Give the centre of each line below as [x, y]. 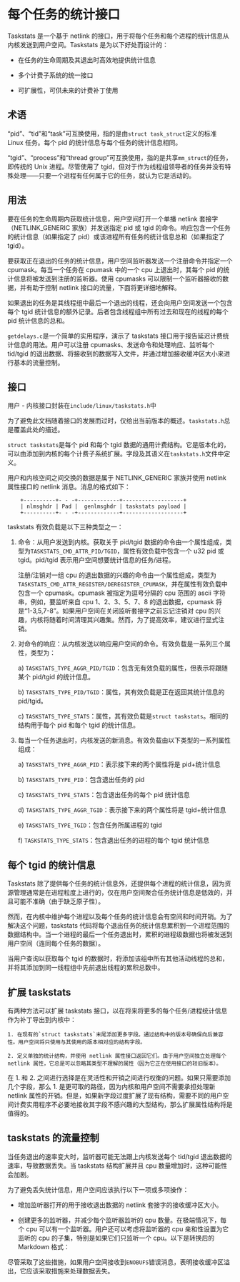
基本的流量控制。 [39, 362]
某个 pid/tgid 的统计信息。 [56, 677]
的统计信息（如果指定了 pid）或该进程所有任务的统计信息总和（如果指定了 [116, 236]
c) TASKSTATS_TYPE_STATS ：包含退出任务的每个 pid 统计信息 [104, 795]
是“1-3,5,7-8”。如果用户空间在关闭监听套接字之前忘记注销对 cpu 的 [116, 611]
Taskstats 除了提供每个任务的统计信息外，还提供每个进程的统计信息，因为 [116, 883]
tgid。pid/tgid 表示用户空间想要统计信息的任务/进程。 [96, 560]
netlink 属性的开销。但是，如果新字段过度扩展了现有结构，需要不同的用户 [115, 1096]
